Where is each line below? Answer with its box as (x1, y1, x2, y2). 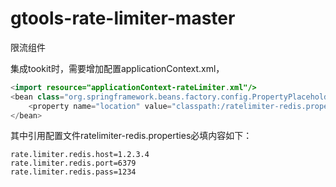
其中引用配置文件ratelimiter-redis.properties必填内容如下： (10, 130, 253, 142)
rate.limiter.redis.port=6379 (10, 158, 137, 169)
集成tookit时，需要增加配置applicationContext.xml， (10, 62, 225, 74)
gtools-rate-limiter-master (10, 7, 236, 30)
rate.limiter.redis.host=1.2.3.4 (10, 150, 150, 160)
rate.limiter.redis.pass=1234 (10, 167, 137, 177)
